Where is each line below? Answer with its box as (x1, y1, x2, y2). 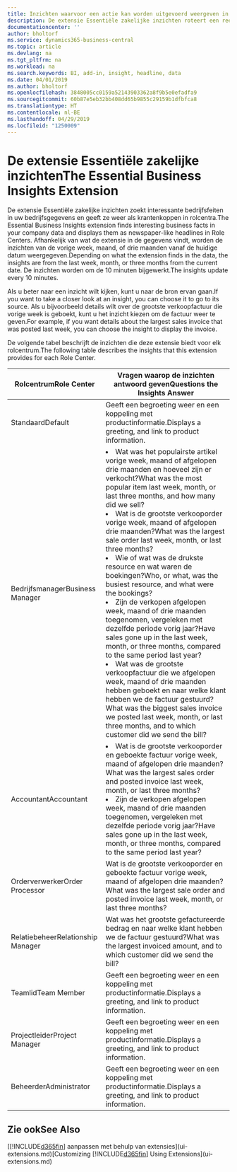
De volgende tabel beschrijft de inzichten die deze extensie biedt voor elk (7, 339, 221, 347)
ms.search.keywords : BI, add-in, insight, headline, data (7, 69, 181, 76)
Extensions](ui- (168, 1150, 213, 1159)
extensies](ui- (147, 1142, 188, 1151)
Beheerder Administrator (11, 1081, 90, 1091)
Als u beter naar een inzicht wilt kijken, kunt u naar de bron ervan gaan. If (7, 287, 219, 296)
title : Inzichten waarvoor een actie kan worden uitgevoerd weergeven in (7, 10, 229, 18)
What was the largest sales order (105, 768, 215, 778)
